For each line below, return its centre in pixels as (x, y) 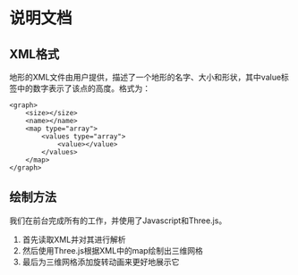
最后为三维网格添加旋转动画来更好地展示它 (101, 262)
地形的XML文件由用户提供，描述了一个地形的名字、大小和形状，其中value (145, 77)
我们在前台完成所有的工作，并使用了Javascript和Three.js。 (118, 221)
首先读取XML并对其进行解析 (74, 239)
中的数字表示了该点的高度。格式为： (83, 88)
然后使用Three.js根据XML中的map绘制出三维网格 (113, 250)
